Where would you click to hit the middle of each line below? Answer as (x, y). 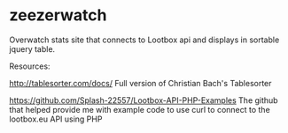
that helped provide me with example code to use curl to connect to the (140, 109)
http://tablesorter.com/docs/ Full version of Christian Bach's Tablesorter (140, 83)
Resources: (30, 66)
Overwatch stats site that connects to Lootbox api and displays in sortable (144, 40)
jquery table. (32, 48)
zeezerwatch (58, 15)
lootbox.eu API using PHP (56, 119)
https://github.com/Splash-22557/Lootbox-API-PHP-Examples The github (144, 100)
